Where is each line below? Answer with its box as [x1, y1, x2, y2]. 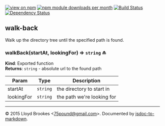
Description [72, 77, 101, 84]
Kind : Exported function [5, 60, 54, 66]
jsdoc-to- [135, 111, 155, 117]
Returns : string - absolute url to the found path [5, 66, 102, 72]
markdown [5, 116, 27, 122]
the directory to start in [56, 86, 110, 93]
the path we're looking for [56, 94, 116, 101]
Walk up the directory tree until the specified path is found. [5, 37, 124, 43]
